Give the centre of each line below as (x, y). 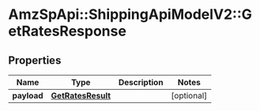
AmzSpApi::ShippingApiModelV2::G (130, 15)
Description (141, 82)
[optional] (189, 96)
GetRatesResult (81, 96)
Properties (35, 60)
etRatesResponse (67, 31)
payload (28, 96)
